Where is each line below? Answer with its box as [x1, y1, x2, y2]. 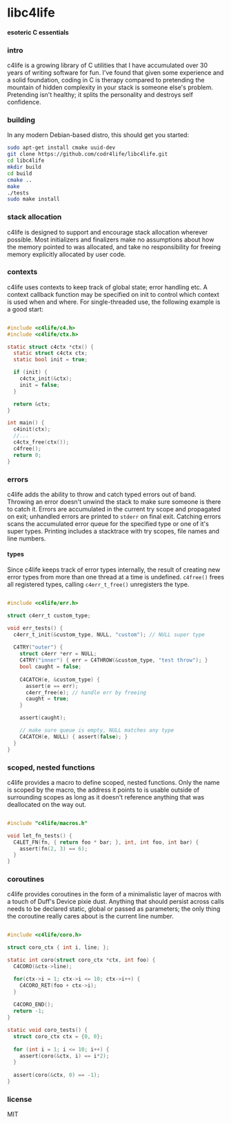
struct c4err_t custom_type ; [7, 612, 91, 619]
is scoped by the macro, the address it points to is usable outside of [7, 786, 200, 794]
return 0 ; [13, 451, 41, 458]
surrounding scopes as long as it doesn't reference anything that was [7, 792, 205, 801]
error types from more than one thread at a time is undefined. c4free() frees [7, 573, 225, 581]
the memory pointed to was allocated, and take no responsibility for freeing [7, 242, 221, 251]
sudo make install [7, 196, 60, 203]
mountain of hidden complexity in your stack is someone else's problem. [7, 83, 214, 91]
